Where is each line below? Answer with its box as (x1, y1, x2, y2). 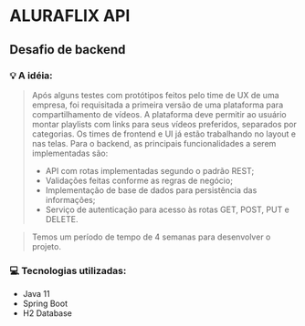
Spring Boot (22, 298, 68, 310)
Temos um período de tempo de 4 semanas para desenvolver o (31, 231, 271, 242)
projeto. (31, 240, 62, 251)
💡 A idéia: (9, 69, 53, 82)
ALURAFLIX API (9, 5, 131, 26)
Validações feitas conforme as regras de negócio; (45, 175, 233, 186)
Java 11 (22, 289, 50, 300)
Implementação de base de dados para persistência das (45, 184, 258, 196)
